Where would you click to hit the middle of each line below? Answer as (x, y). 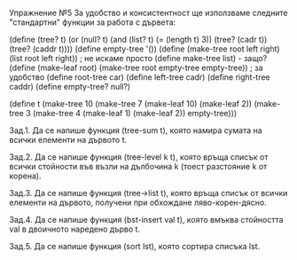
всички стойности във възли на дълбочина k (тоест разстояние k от (138, 166)
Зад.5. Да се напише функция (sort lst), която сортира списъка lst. (135, 246)
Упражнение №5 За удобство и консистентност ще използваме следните (148, 13)
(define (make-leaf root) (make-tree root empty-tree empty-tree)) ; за (136, 67)
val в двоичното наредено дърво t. (74, 229)
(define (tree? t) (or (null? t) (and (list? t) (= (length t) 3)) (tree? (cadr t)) (138, 39)
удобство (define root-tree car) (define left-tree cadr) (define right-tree (140, 77)
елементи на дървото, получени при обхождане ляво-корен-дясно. (138, 202)
